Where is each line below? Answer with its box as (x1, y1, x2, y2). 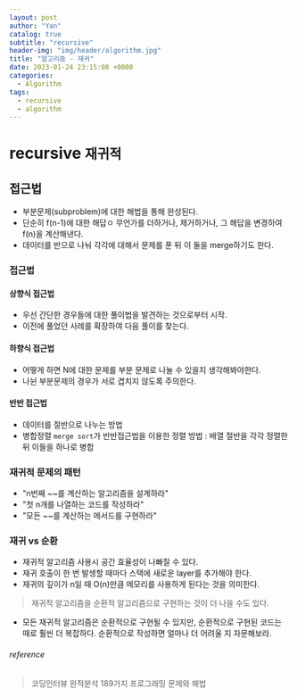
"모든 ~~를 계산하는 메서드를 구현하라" (21, 510, 158, 521)
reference (9, 649, 45, 660)
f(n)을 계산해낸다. (21, 228, 84, 239)
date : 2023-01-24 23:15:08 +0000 (9, 63, 134, 72)
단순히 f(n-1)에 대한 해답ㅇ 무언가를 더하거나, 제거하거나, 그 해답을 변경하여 (21, 218, 283, 228)
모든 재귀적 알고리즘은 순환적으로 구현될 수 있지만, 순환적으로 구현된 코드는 (21, 617, 283, 627)
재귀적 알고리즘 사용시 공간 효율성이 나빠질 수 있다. (21, 557, 199, 568)
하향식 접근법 (9, 343, 55, 353)
